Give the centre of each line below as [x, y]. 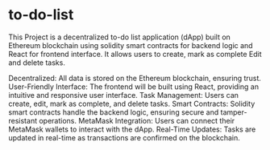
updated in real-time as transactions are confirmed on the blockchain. [124, 137]
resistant [23, 120]
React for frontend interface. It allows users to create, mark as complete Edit [135, 54]
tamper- [234, 112]
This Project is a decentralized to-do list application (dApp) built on [120, 37]
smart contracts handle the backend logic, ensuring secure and [114, 112]
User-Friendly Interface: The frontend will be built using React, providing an [134, 87]
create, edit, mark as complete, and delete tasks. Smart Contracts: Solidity [132, 103]
